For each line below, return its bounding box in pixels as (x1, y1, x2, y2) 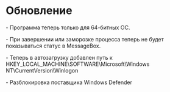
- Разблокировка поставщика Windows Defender (5, 79, 132, 86)
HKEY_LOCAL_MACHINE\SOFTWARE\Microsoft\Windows (5, 60, 150, 68)
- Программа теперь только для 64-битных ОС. (5, 24, 130, 31)
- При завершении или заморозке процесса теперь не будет (5, 35, 164, 43)
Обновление (5, 4, 73, 18)
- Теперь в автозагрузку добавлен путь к (5, 54, 113, 61)
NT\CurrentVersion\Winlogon (5, 66, 79, 74)
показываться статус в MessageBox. (5, 42, 101, 49)
